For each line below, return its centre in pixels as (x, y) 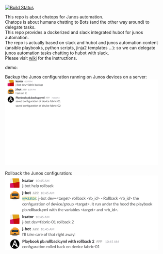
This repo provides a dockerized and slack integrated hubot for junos (74, 32)
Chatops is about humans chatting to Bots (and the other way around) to (77, 22)
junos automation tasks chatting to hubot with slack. (57, 53)
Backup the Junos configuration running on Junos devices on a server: (76, 77)
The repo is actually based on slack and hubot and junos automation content (81, 43)
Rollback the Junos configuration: (39, 173)
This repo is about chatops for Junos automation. (54, 17)
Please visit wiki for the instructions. (41, 58)
